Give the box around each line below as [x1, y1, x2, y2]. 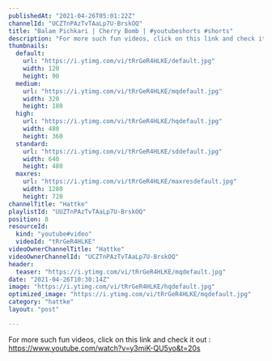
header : [8, 260, 35, 268]
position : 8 [8, 215, 49, 223]
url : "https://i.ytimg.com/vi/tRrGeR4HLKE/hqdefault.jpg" [23, 117, 223, 125]
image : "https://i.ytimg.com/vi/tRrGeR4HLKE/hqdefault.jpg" [8, 282, 216, 291]
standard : [15, 139, 49, 148]
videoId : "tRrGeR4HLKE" [15, 238, 96, 246]
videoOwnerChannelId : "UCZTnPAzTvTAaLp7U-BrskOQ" [8, 253, 180, 261]
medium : [15, 79, 42, 87]
